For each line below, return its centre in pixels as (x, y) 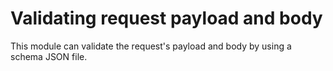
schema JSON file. (49, 56)
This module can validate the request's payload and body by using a (151, 46)
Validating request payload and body (166, 18)
